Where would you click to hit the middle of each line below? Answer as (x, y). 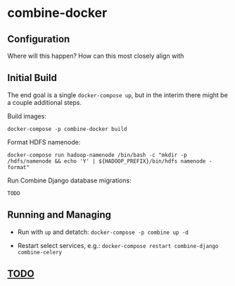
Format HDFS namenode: (44, 142)
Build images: (27, 116)
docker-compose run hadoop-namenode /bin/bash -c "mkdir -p (97, 155)
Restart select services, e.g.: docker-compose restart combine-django (118, 245)
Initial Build (32, 78)
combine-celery (40, 252)
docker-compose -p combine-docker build (68, 129)
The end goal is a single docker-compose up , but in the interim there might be (118, 95)
